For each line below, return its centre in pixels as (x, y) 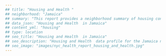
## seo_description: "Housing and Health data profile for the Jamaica (82, 41)
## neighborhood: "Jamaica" (34, 14)
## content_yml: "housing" (33, 28)
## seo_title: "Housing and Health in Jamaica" (56, 37)
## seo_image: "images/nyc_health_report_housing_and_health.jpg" (75, 46)
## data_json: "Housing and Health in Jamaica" (56, 23)
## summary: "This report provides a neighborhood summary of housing (79, 19)
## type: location (24, 32)
